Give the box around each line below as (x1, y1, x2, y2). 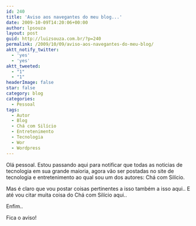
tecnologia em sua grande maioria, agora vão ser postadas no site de (6, 167, 174, 174)
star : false (6, 85, 35, 91)
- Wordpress (11, 145, 41, 151)
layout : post (6, 31, 38, 36)
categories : (6, 96, 35, 102)
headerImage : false (6, 80, 54, 86)
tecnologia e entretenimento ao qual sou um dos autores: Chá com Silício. (6, 174, 185, 181)
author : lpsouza (6, 25, 46, 31)
